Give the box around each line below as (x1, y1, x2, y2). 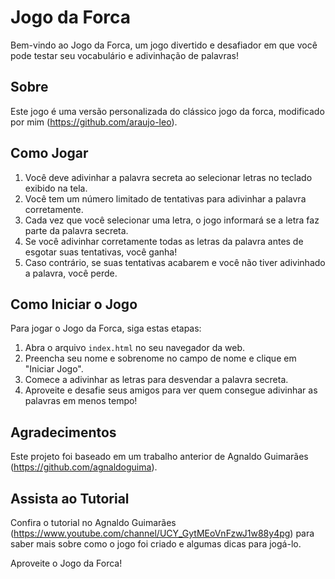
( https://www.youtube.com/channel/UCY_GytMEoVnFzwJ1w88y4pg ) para (10, 527, 315, 539)
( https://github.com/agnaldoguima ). (10, 461, 158, 473)
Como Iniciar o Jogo (10, 296, 138, 313)
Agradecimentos (10, 424, 117, 441)
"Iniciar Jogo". (24, 363, 84, 375)
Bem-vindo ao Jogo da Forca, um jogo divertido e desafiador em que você (10, 39, 318, 51)
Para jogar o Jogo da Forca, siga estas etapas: (10, 322, 202, 335)
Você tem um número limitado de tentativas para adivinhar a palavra (24, 192, 307, 205)
